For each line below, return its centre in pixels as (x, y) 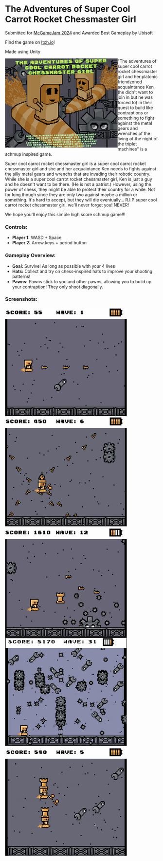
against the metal (135, 123)
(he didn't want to (135, 92)
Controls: (16, 227)
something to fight (136, 118)
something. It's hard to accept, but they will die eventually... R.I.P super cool (81, 200)
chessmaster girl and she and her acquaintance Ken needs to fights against (81, 168)
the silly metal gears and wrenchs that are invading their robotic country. (78, 174)
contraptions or (133, 112)
